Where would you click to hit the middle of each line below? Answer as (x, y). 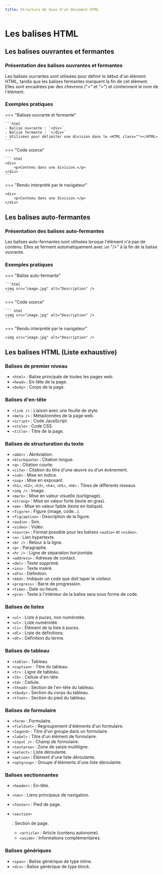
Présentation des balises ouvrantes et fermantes (64, 65)
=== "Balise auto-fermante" (33, 275)
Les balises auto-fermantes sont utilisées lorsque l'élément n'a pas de (75, 242)
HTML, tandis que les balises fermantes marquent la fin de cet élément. (77, 81)
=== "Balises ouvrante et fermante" (41, 115)
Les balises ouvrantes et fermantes (60, 52)
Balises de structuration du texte (45, 444)
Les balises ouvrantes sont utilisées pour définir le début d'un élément (75, 76)
